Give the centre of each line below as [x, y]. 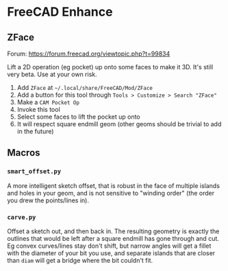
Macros [24, 153]
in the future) [35, 131]
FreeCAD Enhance [60, 12]
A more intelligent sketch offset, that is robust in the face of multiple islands [114, 185]
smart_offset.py [34, 172]
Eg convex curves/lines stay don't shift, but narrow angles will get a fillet [109, 246]
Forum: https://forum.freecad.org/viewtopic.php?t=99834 [89, 54]
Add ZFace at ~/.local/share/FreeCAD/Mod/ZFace [85, 87]
